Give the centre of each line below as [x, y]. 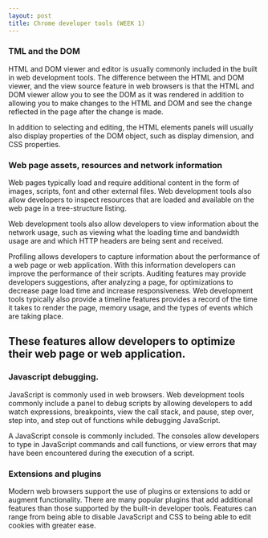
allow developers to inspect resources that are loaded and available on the [131, 200]
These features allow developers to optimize [122, 341]
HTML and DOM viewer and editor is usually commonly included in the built [133, 68]
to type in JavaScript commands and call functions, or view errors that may [132, 444]
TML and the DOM [44, 51]
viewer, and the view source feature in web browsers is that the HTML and [131, 86]
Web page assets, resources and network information [116, 165]
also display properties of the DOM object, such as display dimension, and [131, 136]
